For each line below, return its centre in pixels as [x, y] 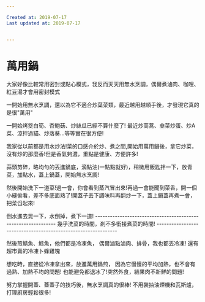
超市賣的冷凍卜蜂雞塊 [33, 251]
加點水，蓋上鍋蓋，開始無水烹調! [58, 175]
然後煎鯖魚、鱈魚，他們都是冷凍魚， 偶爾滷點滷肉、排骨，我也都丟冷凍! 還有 [102, 244]
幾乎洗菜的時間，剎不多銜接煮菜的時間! [106, 224]
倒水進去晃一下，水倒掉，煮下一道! [50, 216]
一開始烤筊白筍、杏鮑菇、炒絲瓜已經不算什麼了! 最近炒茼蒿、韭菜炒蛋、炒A [101, 126]
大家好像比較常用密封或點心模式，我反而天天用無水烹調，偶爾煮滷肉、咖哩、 [103, 84]
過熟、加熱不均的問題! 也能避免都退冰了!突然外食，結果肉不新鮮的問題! [95, 272]
